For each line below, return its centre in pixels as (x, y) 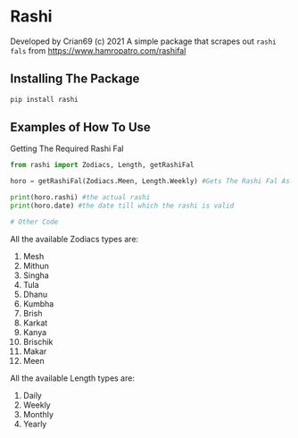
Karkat (35, 323)
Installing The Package (75, 79)
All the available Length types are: (72, 378)
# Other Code (34, 222)
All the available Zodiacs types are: (74, 239)
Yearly (35, 424)
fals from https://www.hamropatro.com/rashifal (98, 50)
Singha (36, 275)
